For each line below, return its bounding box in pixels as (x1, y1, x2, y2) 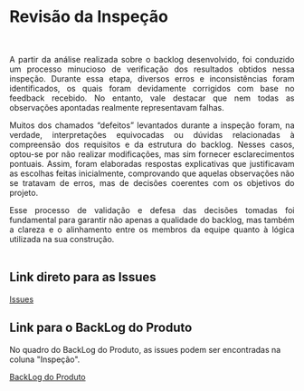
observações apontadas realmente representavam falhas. (9, 102, 224, 112)
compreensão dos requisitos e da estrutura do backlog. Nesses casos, (9, 139, 295, 150)
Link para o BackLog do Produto (9, 320, 193, 336)
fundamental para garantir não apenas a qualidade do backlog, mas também (9, 214, 295, 225)
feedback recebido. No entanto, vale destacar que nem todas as (9, 93, 295, 103)
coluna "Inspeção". (9, 354, 81, 365)
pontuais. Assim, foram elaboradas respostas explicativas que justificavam (9, 158, 295, 169)
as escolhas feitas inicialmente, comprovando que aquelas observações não (9, 168, 295, 179)
